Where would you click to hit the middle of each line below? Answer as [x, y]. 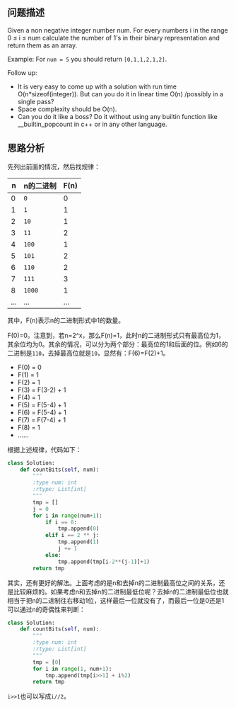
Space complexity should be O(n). [67, 109]
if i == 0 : [61, 522]
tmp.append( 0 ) [78, 529]
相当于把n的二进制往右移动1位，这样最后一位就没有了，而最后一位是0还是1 [116, 600]
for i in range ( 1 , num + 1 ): [72, 669]
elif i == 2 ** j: [72, 536]
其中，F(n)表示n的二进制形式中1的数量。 [66, 320]
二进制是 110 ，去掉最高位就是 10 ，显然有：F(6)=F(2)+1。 [88, 353]
